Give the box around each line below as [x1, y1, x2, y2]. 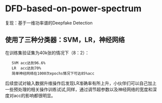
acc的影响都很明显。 [13, 92, 55, 99]
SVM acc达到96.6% [11, 60, 46, 66]
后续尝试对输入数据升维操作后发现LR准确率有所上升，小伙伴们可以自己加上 [5, 80, 157, 86]
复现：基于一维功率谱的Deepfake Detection [5, 20, 93, 26]
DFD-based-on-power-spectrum [5, 3, 142, 14]
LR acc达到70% [11, 66, 41, 70]
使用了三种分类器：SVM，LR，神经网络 [5, 35, 125, 44]
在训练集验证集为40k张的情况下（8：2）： [5, 50, 89, 56]
